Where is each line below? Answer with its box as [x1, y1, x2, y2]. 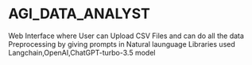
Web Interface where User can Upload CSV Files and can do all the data [8, 31, 245, 40]
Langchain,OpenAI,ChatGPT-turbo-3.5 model [8, 48, 156, 57]
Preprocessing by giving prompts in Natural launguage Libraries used [8, 39, 236, 48]
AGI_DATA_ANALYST [8, 5, 151, 23]
